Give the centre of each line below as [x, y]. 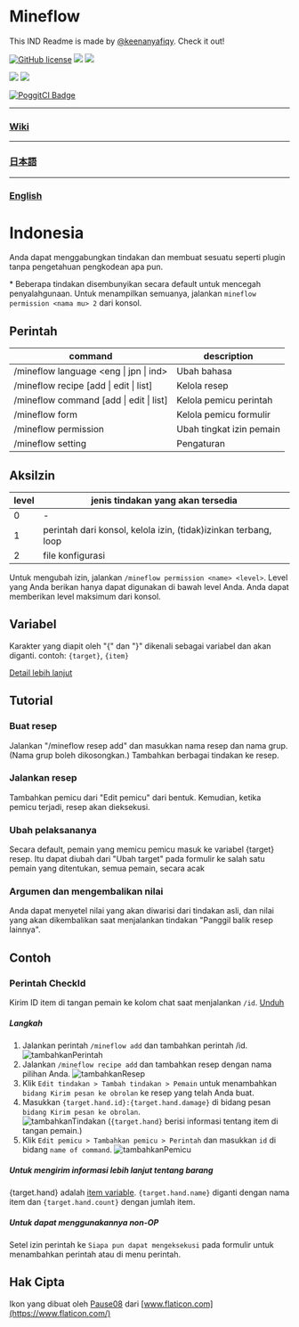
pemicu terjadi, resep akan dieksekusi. [80, 807]
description [228, 356]
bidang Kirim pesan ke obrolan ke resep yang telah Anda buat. [138, 1093]
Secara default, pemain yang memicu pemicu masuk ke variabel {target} [142, 849]
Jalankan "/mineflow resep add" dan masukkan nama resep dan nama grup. [149, 745]
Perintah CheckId [48, 983]
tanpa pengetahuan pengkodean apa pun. [86, 267]
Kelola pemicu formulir [224, 414]
